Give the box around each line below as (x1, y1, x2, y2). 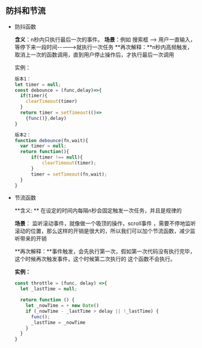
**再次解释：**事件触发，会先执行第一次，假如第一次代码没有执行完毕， (14, 248, 195, 255)
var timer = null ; (20, 143, 67, 149)
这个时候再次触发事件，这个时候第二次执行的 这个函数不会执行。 (14, 255, 176, 263)
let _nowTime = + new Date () (25, 303, 99, 309)
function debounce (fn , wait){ (14, 137, 89, 143)
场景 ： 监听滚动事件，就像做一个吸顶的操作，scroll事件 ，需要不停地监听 (14, 220, 197, 227)
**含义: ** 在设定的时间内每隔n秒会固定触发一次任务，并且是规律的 (14, 207, 183, 214)
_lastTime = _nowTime (30, 320, 86, 326)
